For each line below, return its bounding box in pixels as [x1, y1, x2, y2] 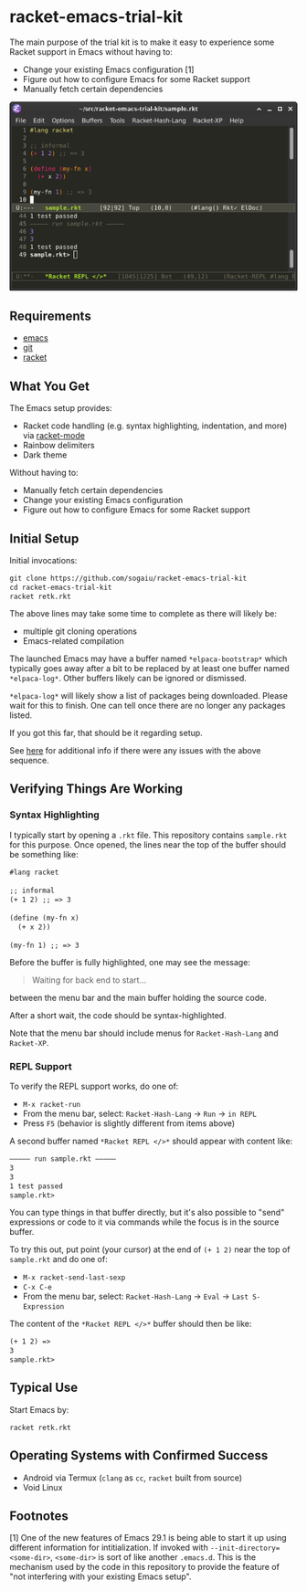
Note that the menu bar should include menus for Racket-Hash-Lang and [9, 1027, 279, 1038]
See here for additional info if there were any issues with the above [9, 745, 261, 756]
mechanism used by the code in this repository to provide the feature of [9, 1562, 281, 1573]
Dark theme [22, 449, 68, 460]
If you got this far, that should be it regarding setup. [9, 728, 203, 739]
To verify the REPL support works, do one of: [9, 1080, 179, 1092]
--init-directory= [209, 1544, 281, 1554]
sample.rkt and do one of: [9, 1254, 108, 1265]
